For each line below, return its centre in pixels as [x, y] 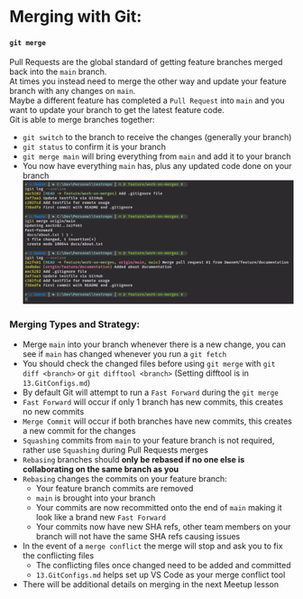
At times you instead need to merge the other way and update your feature [148, 81]
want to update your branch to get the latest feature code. [117, 110]
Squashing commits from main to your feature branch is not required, [148, 440]
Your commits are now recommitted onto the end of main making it [159, 507]
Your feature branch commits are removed [115, 488]
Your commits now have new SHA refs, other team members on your [163, 527]
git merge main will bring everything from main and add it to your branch [156, 156]
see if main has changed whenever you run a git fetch [124, 353]
